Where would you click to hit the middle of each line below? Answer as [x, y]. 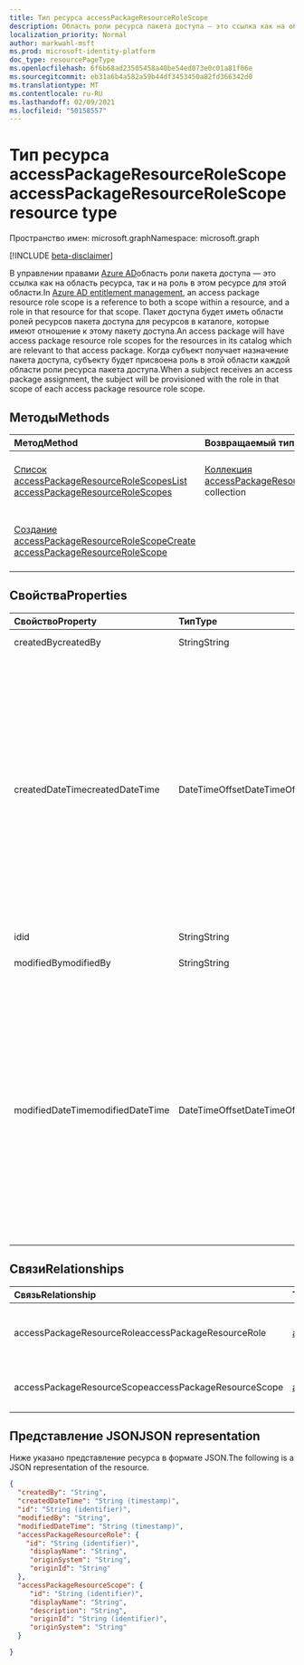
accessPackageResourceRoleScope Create [105, 541]
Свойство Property [56, 621]
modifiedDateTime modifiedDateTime [92, 1109]
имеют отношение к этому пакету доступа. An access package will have [147, 331]
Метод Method [46, 443]
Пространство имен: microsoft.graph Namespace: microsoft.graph [134, 238]
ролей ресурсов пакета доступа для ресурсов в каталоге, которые [139, 322]
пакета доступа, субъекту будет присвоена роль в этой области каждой [150, 360]
